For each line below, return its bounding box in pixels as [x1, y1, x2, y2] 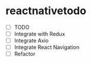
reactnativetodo [5, 4, 87, 18]
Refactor [14, 50, 36, 57]
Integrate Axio [14, 37, 49, 44]
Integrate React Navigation [14, 44, 80, 51]
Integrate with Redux [14, 31, 65, 37]
